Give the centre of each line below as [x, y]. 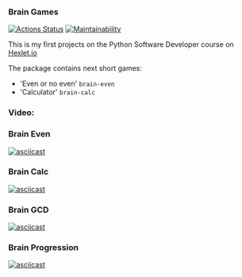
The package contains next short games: [75, 68]
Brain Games [33, 12]
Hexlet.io [23, 53]
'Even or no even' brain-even [67, 84]
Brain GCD [29, 210]
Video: [21, 113]
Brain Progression [44, 248]
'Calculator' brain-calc [57, 92]
